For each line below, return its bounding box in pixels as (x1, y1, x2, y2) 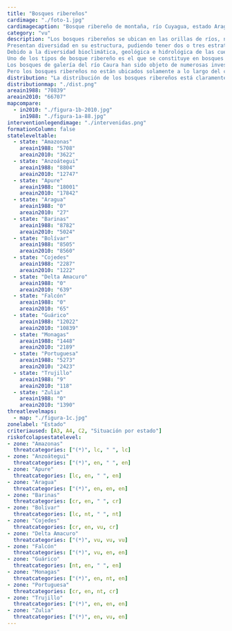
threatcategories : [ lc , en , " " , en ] (13, 472, 122, 479)
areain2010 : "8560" (19, 248, 76, 255)
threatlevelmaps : (7, 408, 57, 415)
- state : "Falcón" (13, 293, 67, 300)
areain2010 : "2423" (19, 363, 76, 370)
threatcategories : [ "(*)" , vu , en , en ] (13, 550, 128, 556)
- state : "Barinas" (13, 215, 70, 222)
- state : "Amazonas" (13, 139, 72, 146)
